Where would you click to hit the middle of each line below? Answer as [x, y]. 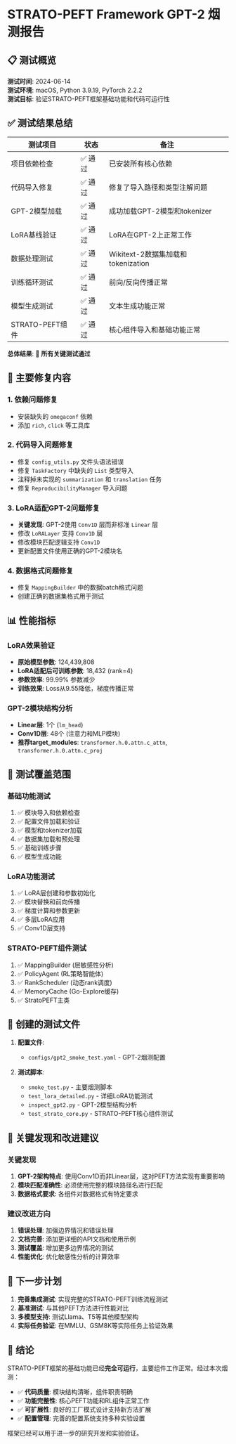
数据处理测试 [32, 259]
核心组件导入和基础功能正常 [155, 330]
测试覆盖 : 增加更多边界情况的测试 [65, 1248]
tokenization [129, 263]
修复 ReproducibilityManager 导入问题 [72, 488]
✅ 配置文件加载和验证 [49, 821]
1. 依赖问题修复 [33, 400]
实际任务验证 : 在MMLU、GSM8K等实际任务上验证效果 [95, 1326]
